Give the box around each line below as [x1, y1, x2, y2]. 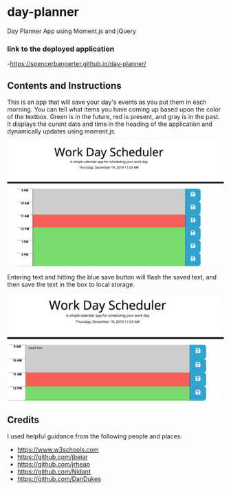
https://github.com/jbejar [16, 453, 88, 461]
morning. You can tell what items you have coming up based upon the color [7, 105, 221, 114]
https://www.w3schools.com [16, 445, 99, 454]
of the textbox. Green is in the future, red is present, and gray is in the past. [7, 113, 220, 121]
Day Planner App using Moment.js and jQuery [7, 27, 136, 35]
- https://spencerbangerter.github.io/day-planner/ [7, 60, 146, 68]
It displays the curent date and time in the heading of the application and [7, 120, 213, 128]
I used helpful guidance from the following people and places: [7, 432, 183, 440]
